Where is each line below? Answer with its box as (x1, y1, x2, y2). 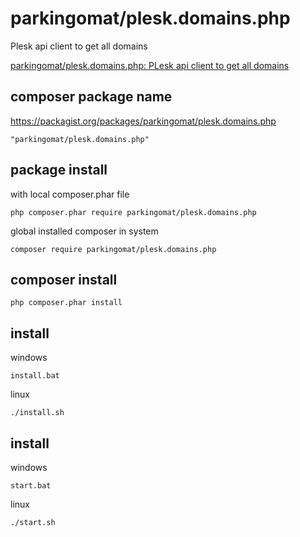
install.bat (10, 371, 60, 381)
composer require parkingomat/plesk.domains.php (10, 244, 217, 254)
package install (10, 162, 108, 179)
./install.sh (10, 408, 65, 418)
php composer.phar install (10, 298, 123, 308)
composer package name (10, 88, 173, 106)
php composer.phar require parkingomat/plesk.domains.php (10, 207, 257, 217)
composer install (10, 271, 118, 288)
